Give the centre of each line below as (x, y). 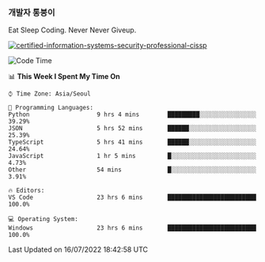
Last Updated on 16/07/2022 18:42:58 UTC (78, 249)
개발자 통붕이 (32, 12)
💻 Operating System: (44, 219)
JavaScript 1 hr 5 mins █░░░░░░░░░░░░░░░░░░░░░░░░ (132, 156)
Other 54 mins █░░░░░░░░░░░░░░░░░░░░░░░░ (132, 170)
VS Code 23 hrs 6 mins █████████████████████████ (132, 198)
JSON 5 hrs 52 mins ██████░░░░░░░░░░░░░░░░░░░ (132, 129)
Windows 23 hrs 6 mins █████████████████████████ (132, 228)
